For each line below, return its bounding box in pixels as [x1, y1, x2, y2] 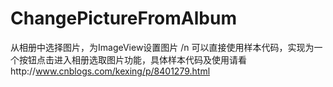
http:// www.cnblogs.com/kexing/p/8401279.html [10, 65, 211, 77]
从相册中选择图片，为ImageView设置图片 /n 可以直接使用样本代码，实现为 [10, 41, 315, 53]
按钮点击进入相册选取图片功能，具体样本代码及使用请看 [18, 53, 247, 66]
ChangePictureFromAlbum [10, 7, 237, 30]
